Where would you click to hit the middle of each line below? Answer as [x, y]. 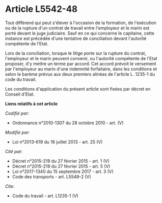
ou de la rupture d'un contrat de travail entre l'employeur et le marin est [77, 28]
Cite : [10, 186]
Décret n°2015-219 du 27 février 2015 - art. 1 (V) [61, 161]
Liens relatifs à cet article [31, 103]
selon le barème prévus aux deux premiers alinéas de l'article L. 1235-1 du [80, 74]
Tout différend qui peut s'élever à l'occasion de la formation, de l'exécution [81, 23]
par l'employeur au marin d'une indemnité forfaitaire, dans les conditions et [81, 69]
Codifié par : [17, 113]
